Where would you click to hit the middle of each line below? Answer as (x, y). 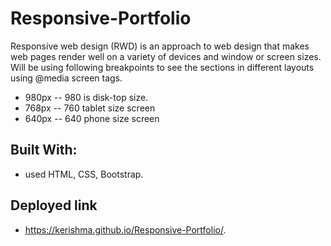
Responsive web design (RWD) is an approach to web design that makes (160, 46)
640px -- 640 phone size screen (92, 118)
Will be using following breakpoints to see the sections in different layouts (162, 67)
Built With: (44, 150)
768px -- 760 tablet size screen (90, 108)
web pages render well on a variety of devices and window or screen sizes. (166, 56)
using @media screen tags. (66, 78)
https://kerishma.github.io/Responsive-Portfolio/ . (125, 229)
